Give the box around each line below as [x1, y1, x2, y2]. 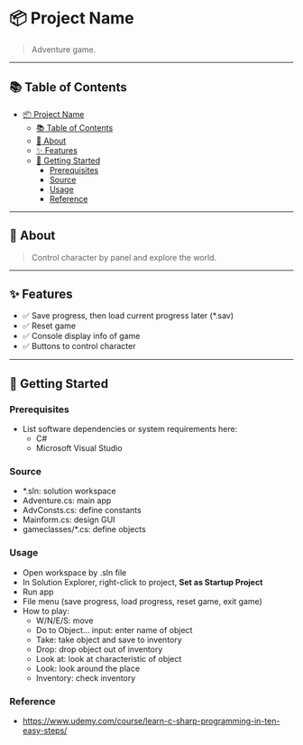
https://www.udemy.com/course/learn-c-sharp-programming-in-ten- [22, 715, 280, 726]
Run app [22, 586, 54, 597]
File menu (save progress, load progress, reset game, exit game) [22, 595, 263, 606]
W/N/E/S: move [35, 615, 94, 626]
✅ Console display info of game [22, 331, 141, 342]
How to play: [22, 605, 70, 616]
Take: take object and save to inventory [35, 634, 182, 645]
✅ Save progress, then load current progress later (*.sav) [22, 310, 234, 321]
